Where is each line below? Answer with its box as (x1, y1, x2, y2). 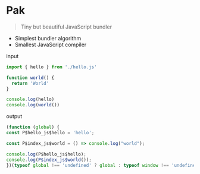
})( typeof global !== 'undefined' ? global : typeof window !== (6, 162, 169, 168)
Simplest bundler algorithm (14, 34, 82, 42)
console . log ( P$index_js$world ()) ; (6, 157, 92, 163)
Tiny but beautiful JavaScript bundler (20, 23, 112, 30)
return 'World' (11, 80, 49, 86)
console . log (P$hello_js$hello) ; (6, 151, 86, 157)
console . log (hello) (6, 96, 55, 103)
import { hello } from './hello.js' (6, 64, 97, 70)
